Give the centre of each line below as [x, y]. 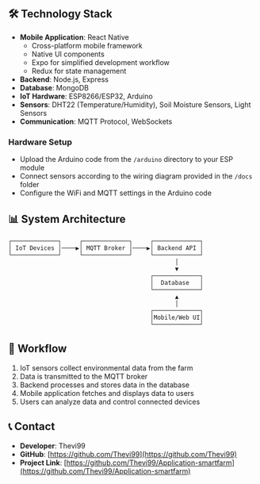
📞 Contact [32, 426]
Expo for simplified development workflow [101, 62]
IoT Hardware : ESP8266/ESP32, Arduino [86, 96]
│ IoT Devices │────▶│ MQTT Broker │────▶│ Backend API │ [106, 248]
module [32, 168]
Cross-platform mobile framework [87, 45]
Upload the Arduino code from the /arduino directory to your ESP [126, 159]
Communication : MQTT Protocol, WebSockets [96, 121]
